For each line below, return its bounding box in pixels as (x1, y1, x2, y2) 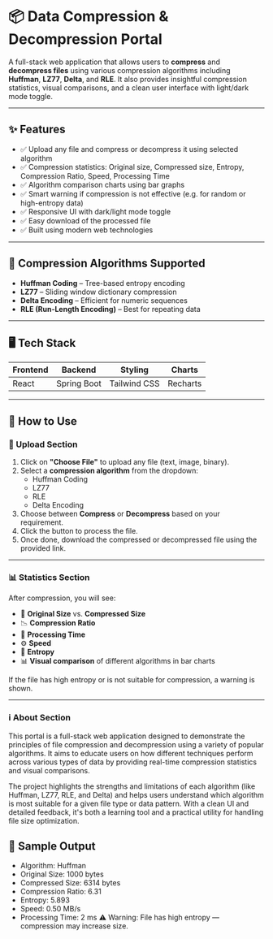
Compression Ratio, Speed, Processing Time (19, 171, 171, 180)
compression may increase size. (19, 921, 128, 931)
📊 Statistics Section (8, 571, 90, 582)
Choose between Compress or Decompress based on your (19, 509, 221, 519)
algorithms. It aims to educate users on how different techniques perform (8, 748, 253, 758)
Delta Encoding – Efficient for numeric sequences (19, 295, 188, 305)
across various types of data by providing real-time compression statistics (8, 757, 258, 767)
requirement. (19, 517, 63, 527)
